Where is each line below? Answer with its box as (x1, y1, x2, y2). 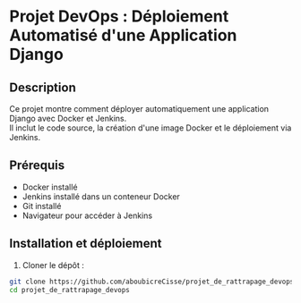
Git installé (21, 200, 62, 211)
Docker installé (21, 181, 78, 192)
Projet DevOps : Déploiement (9, 6, 229, 27)
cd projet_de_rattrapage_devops (9, 285, 130, 294)
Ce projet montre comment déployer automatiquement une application (9, 104, 270, 114)
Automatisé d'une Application (9, 25, 237, 46)
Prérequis (9, 158, 65, 173)
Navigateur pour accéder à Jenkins (21, 210, 153, 221)
